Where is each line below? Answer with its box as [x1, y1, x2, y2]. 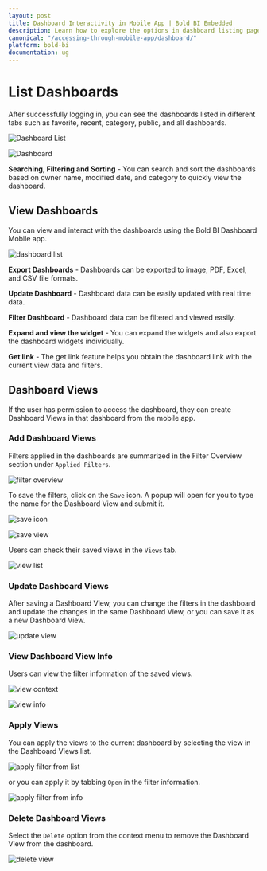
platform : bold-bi [8, 41, 69, 49]
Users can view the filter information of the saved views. [8, 669, 193, 678]
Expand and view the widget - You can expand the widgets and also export [8, 328, 257, 337]
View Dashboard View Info [8, 651, 113, 662]
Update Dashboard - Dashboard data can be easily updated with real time [8, 288, 252, 298]
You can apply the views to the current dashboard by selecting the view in [8, 738, 251, 747]
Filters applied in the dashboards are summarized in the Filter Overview [8, 451, 242, 461]
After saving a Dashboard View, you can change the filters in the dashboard [8, 598, 256, 608]
